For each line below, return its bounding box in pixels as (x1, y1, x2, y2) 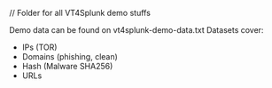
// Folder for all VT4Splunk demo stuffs (9, 8, 151, 18)
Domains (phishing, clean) (21, 52, 118, 61)
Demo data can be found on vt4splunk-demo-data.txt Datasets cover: (9, 25, 264, 35)
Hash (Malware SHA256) (21, 61, 113, 71)
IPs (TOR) (21, 42, 58, 52)
